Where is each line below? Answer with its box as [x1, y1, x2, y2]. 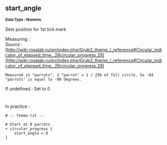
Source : [5, 41, 23, 47]
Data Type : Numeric [5, 17, 42, 22]
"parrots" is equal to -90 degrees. [5, 77, 82, 82]
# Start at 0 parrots [5, 122, 51, 127]
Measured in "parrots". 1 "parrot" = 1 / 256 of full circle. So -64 [5, 72, 154, 78]
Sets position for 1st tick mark [5, 26, 67, 32]
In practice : [5, 103, 30, 109]
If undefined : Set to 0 [5, 86, 50, 92]
